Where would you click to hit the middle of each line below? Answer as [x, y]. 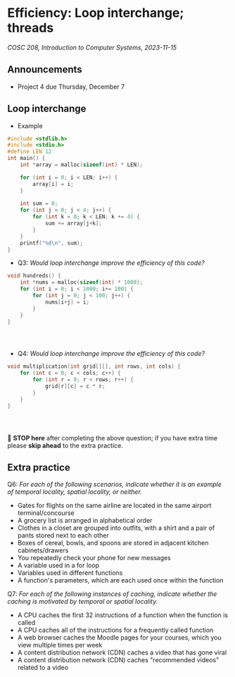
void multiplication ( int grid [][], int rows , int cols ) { [94, 367]
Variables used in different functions [70, 573]
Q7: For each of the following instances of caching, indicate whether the [112, 594]
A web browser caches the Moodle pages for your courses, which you [119, 638]
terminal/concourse [46, 513]
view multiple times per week [60, 645]
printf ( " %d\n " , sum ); [51, 243]
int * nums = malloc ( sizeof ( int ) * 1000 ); [81, 282]
